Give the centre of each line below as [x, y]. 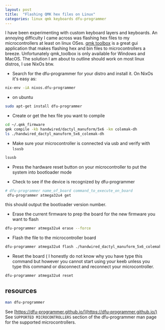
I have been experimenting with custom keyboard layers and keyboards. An [82, 33]
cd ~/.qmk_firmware [25, 125]
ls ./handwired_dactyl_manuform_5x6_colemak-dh [55, 134]
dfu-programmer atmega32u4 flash [39, 247]
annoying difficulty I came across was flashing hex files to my [68, 38]
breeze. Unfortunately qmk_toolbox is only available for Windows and [75, 54]
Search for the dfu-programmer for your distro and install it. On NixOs [82, 74]
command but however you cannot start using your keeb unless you [81, 262]
